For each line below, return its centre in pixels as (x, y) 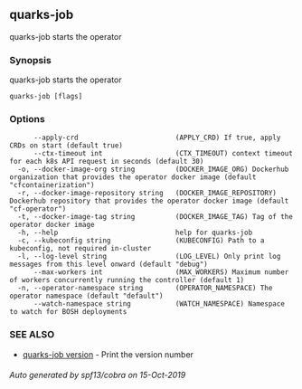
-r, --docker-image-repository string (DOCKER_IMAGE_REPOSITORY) (147, 194)
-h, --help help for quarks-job (135, 233)
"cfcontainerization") (52, 185)
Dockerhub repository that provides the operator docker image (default (149, 201)
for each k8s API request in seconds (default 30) (107, 162)
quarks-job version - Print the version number (108, 354)
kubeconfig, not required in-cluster (80, 249)
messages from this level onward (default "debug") (109, 265)
